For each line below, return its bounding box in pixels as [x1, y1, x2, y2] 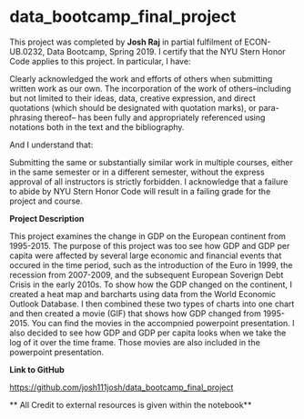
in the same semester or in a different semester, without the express [9, 166, 266, 177]
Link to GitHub [9, 364, 66, 374]
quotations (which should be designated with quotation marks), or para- [9, 102, 279, 113]
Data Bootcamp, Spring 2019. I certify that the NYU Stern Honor [46, 45, 286, 56]
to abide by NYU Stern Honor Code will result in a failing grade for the [9, 185, 271, 196]
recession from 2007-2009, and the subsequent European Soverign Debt [9, 269, 284, 280]
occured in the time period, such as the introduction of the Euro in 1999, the [9, 259, 293, 270]
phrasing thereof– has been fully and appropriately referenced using [9, 112, 266, 123]
